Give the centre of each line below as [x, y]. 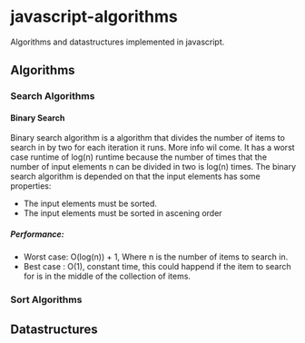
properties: [31, 186]
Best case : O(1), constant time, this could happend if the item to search [157, 267]
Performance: [37, 234]
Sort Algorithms [46, 299]
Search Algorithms [53, 96]
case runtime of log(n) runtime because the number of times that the [138, 157]
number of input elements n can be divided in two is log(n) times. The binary [153, 167]
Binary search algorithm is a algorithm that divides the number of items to [148, 138]
